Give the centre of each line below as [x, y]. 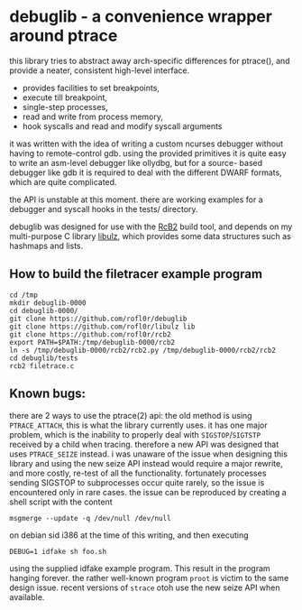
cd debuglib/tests [44, 358]
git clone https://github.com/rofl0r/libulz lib [102, 327]
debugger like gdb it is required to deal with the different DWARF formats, [146, 172]
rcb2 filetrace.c [42, 366]
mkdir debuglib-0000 [48, 303]
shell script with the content [61, 502]
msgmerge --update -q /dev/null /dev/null [90, 518]
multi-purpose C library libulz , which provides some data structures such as [150, 236]
